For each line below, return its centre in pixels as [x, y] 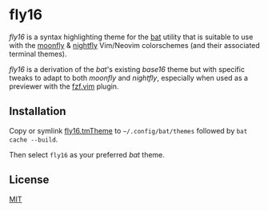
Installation [38, 111]
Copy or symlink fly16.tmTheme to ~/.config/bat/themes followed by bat [128, 130]
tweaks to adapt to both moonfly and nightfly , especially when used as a [129, 78]
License [29, 180]
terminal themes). [38, 54]
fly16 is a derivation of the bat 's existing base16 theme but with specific [127, 69]
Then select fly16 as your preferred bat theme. [87, 154]
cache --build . [34, 139]
